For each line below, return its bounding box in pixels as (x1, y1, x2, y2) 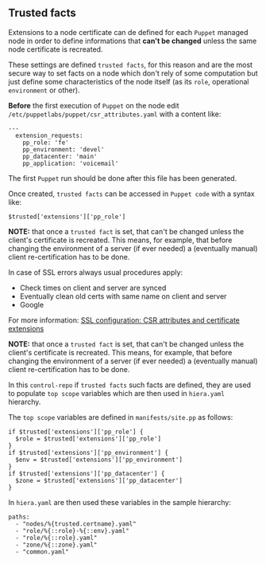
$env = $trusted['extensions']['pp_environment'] (15, 456, 183, 464)
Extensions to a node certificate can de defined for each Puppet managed (8, 27, 249, 37)
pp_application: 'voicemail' (22, 159, 119, 167)
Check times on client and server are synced (19, 283, 167, 292)
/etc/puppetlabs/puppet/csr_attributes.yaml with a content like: (8, 109, 222, 119)
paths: (8, 513, 30, 521)
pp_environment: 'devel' (22, 145, 105, 154)
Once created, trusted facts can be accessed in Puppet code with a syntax (8, 189, 256, 198)
